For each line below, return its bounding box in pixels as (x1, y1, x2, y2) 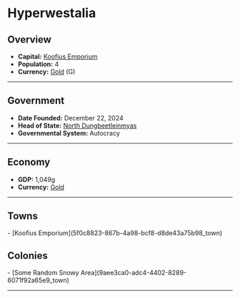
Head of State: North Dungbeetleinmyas (17, 121, 137, 130)
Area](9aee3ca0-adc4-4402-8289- (81, 269, 187, 277)
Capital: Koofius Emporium (17, 52, 98, 61)
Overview (7, 34, 52, 46)
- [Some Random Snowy (7, 269, 80, 277)
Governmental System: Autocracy (17, 128, 120, 137)
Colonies (7, 250, 49, 262)
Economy (7, 156, 51, 168)
